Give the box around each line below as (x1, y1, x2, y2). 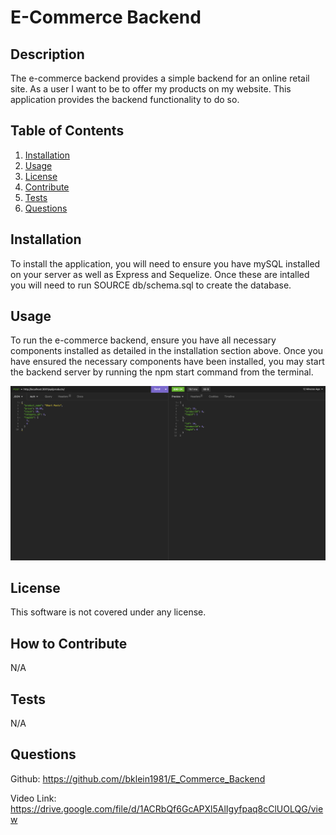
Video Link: (10, 792, 57, 804)
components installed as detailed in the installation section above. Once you (10, 345, 324, 357)
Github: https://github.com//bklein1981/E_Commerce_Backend (10, 772, 266, 785)
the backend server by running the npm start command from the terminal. (10, 366, 314, 378)
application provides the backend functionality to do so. (10, 94, 240, 105)
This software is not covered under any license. (10, 606, 207, 618)
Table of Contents (10, 122, 125, 140)
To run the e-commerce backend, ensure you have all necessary (10, 334, 277, 346)
